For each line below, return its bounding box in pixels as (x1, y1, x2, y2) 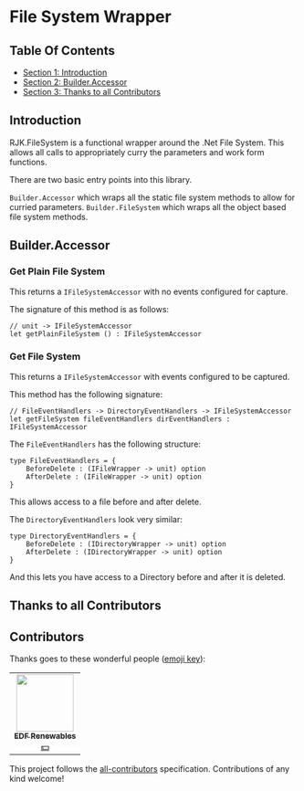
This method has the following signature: (9, 388, 162, 399)
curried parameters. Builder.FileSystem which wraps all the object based (9, 201, 287, 212)
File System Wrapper (9, 6, 172, 27)
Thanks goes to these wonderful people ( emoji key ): (9, 653, 206, 664)
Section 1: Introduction (22, 67, 108, 78)
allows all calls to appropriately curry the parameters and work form (9, 146, 265, 157)
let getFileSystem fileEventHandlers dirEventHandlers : (9, 414, 231, 424)
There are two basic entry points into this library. (9, 174, 193, 185)
